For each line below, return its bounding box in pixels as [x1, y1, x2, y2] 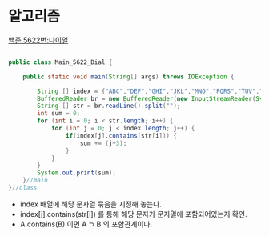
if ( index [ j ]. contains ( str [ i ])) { [65, 131, 178, 140]
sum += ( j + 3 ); [79, 139, 127, 147]
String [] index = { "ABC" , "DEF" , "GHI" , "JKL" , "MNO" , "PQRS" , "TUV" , [37, 87, 260, 95]
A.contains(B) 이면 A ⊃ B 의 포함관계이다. [19, 219, 153, 229]
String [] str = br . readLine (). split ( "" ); [37, 102, 181, 110]
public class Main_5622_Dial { [8, 58, 113, 66]
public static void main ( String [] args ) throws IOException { [22, 73, 235, 81]
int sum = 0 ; [37, 110, 81, 118]
